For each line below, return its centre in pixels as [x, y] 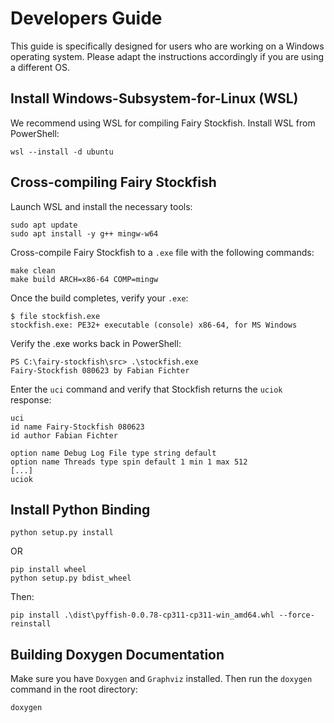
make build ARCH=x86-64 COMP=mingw [84, 279]
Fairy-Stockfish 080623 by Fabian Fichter [100, 370]
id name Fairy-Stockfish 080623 [77, 427]
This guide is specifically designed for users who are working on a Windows [167, 46]
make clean [33, 270]
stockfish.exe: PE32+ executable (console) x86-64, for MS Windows [154, 325]
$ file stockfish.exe [55, 316]
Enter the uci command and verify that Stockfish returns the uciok [146, 389]
